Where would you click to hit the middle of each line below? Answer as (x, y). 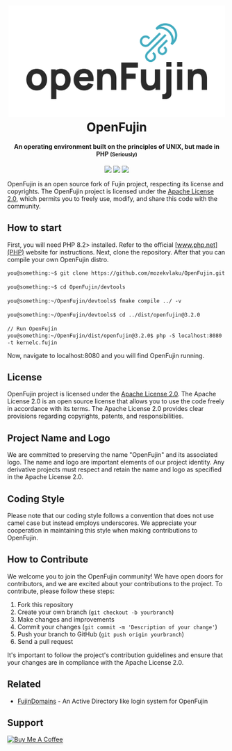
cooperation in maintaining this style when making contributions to (102, 530)
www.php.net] (197, 245)
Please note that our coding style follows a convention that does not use (110, 516)
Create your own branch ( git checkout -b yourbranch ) (96, 612)
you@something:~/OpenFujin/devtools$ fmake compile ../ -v (94, 301)
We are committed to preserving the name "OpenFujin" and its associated (113, 455)
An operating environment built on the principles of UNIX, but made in (117, 147)
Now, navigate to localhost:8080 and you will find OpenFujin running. (106, 355)
